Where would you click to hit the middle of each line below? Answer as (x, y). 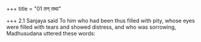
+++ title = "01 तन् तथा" (34, 9)
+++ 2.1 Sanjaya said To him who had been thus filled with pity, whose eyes (101, 21)
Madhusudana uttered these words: (51, 33)
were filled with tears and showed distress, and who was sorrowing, (91, 27)
